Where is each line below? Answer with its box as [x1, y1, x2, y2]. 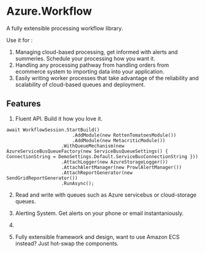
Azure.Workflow [6, 4, 92, 18]
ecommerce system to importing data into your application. [15, 67, 165, 75]
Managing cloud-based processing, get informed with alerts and [15, 48, 178, 56]
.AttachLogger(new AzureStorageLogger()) [61, 159, 168, 165]
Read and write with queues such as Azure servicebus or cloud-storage [15, 191, 197, 198]
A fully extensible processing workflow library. [6, 25, 124, 32]
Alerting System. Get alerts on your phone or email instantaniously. [15, 210, 184, 217]
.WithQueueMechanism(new [61, 143, 124, 149]
